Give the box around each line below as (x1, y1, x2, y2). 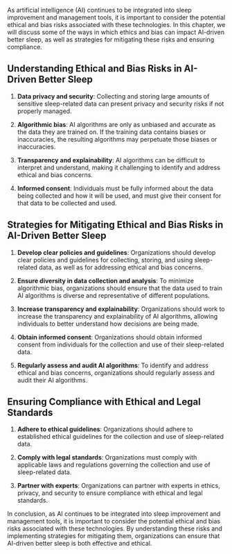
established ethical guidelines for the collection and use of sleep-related (17, 433, 224, 441)
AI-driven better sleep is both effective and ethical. (7, 539, 152, 548)
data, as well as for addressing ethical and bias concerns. (39, 263, 203, 271)
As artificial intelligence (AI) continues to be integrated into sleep (7, 6, 192, 14)
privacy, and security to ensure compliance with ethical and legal (17, 489, 203, 497)
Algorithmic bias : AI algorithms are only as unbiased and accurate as (17, 120, 216, 128)
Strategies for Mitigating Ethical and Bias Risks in (7, 219, 224, 231)
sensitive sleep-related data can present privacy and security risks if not (17, 99, 224, 108)
